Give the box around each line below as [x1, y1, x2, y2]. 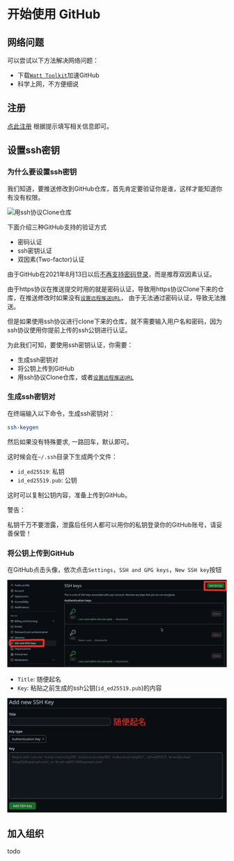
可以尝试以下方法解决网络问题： [7, 57, 99, 64]
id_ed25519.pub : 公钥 [17, 476, 78, 484]
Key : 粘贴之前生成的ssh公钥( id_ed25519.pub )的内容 [17, 684, 162, 692]
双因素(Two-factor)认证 [17, 255, 85, 263]
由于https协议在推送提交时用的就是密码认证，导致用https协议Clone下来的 [7, 284, 218, 293]
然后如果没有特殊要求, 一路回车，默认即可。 [7, 437, 133, 446]
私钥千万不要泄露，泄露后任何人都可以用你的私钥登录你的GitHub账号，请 [7, 520, 217, 529]
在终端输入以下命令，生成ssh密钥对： [7, 409, 116, 418]
